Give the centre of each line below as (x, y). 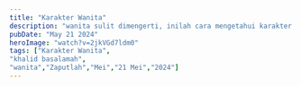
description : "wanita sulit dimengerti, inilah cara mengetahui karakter (151, 26)
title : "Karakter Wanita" (58, 17)
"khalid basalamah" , (48, 59)
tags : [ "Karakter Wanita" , (60, 51)
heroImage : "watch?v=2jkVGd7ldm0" (74, 43)
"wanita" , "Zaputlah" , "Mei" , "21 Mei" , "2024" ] (94, 68)
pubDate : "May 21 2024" (54, 34)
